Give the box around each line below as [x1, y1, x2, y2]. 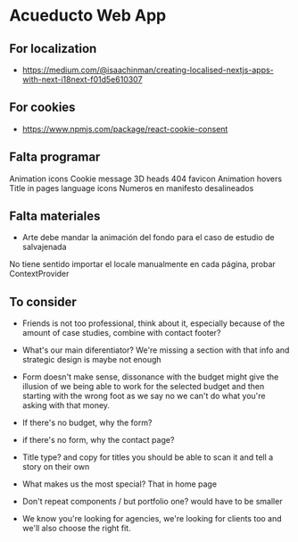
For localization [9, 41, 97, 56]
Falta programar [9, 149, 101, 165]
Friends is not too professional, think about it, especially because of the [21, 318, 286, 329]
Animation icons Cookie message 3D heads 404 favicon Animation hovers [9, 173, 283, 184]
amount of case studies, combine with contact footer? [21, 328, 221, 338]
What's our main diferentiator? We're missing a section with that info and [21, 345, 290, 355]
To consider [9, 294, 78, 309]
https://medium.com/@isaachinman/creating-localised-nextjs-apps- [21, 64, 274, 75]
